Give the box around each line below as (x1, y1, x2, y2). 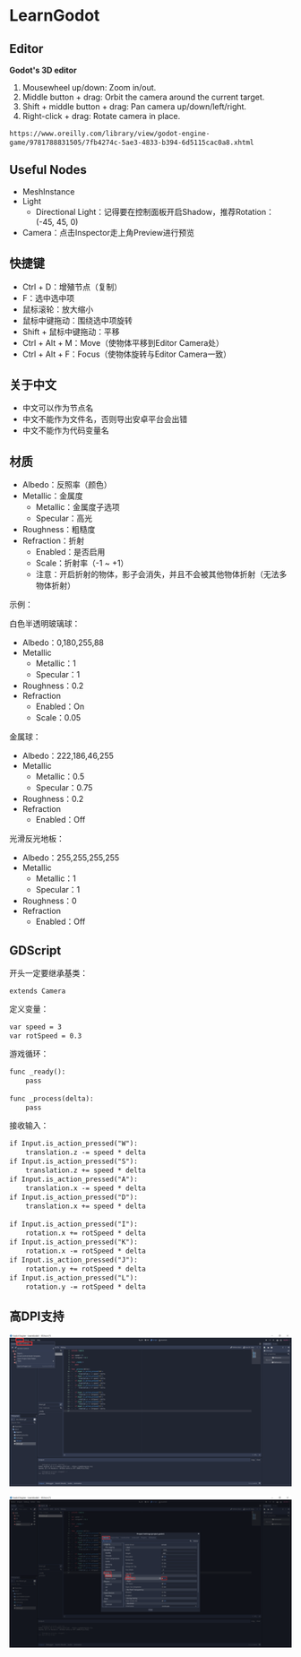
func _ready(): (9, 1067, 66, 1076)
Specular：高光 (35, 513, 93, 524)
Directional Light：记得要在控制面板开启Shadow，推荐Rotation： (35, 206, 275, 217)
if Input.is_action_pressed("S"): (9, 1157, 139, 1166)
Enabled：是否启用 (35, 547, 106, 557)
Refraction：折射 (21, 535, 85, 547)
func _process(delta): (9, 1094, 94, 1103)
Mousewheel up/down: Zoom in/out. (21, 82, 157, 92)
